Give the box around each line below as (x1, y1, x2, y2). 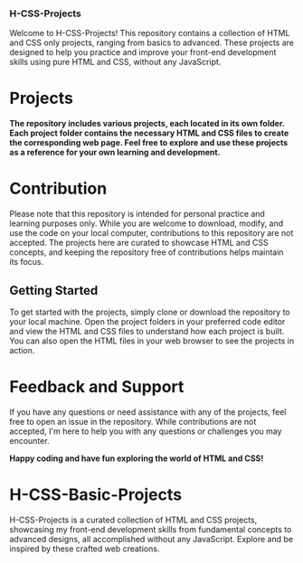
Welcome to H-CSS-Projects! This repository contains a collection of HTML (9, 28, 290, 39)
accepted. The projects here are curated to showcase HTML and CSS (9, 238, 269, 249)
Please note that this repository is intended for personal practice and (9, 209, 265, 220)
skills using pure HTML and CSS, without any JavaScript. (9, 57, 222, 68)
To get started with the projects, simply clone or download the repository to (9, 306, 291, 317)
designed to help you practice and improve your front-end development (9, 47, 277, 58)
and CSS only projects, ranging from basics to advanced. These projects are (9, 37, 294, 48)
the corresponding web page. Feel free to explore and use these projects (9, 137, 289, 148)
